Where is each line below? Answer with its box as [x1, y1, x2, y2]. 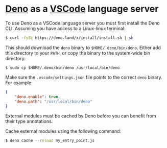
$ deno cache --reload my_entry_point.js [5, 138, 95, 143]
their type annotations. [5, 118, 53, 125]
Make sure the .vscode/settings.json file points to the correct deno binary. [5, 74, 162, 80]
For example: [5, 80, 33, 86]
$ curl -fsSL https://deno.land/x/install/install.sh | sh [5, 35, 134, 40]
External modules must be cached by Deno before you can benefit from [5, 113, 156, 119]
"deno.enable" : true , [14, 94, 60, 100]
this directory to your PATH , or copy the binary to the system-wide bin [5, 50, 151, 56]
